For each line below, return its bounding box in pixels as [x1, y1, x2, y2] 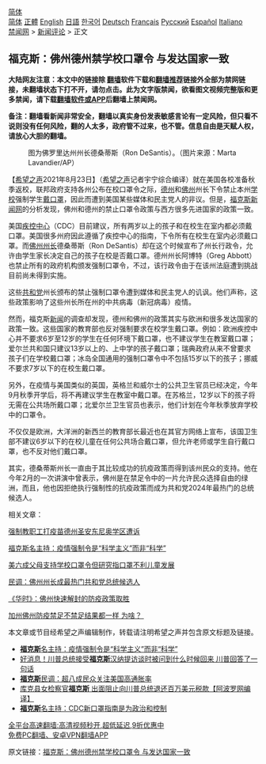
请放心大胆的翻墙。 [8, 130, 71, 140]
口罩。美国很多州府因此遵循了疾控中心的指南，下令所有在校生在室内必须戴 [8, 231, 251, 240]
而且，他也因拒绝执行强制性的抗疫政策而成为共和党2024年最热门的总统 [21, 482, 255, 492]
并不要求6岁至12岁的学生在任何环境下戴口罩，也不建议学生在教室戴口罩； [14, 334, 256, 343]
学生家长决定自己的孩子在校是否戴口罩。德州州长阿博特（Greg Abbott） [21, 251, 256, 260]
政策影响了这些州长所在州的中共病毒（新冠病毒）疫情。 [14, 297, 196, 306]
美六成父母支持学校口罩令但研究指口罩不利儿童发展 [8, 560, 175, 569]
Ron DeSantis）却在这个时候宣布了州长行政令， [90, 240, 247, 250]
